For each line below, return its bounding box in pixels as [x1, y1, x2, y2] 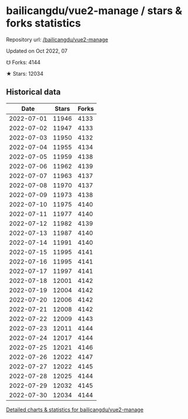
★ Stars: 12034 [6, 70, 44, 77]
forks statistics [6, 16, 81, 30]
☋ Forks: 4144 [6, 59, 41, 66]
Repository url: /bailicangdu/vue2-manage [6, 36, 108, 43]
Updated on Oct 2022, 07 [6, 47, 68, 54]
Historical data [6, 87, 61, 97]
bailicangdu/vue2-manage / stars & [6, 4, 183, 18]
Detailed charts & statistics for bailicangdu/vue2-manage [6, 406, 143, 413]
